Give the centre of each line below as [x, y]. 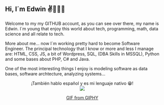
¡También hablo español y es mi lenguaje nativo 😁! [82, 83]
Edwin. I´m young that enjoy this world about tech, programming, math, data [82, 28]
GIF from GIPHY [82, 98]
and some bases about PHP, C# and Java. [47, 59]
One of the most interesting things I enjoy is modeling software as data [76, 68]
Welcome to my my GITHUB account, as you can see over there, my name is [82, 23]
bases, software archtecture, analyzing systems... [55, 74]
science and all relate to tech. [35, 34]
